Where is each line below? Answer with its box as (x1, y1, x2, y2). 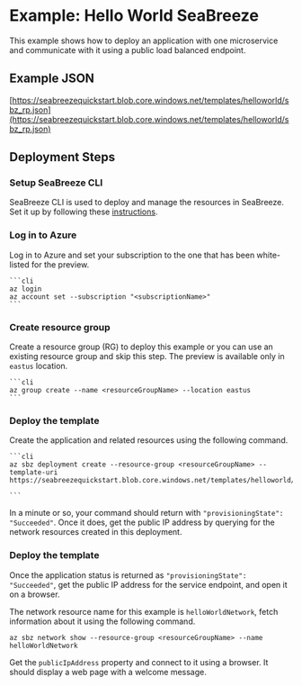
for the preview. (31, 258, 90, 270)
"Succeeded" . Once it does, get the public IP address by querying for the (9, 517, 276, 528)
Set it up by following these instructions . (9, 206, 158, 217)
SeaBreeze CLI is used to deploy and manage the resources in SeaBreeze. (9, 197, 285, 208)
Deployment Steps (9, 149, 115, 165)
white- (256, 249, 281, 260)
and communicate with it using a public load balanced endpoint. (9, 44, 246, 55)
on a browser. (9, 589, 60, 600)
